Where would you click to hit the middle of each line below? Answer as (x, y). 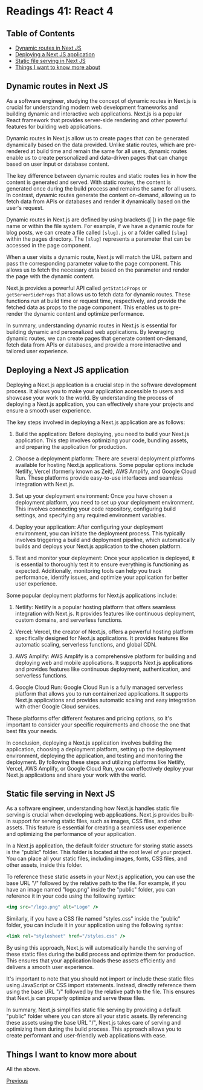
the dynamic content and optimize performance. (84, 313)
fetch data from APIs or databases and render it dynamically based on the (98, 201)
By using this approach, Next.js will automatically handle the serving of (95, 948)
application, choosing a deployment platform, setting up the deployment (96, 749)
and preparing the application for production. (71, 446)
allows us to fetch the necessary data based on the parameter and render (98, 270)
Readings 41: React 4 (60, 11)
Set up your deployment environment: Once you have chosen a (94, 496)
